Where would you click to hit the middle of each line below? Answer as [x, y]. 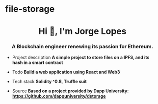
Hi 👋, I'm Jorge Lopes [82, 31]
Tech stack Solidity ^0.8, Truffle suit [49, 81]
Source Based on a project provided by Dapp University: [70, 91]
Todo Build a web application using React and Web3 [66, 72]
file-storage [30, 9]
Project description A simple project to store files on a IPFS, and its [81, 57]
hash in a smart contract [38, 62]
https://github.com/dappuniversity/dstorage [59, 96]
